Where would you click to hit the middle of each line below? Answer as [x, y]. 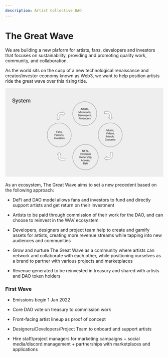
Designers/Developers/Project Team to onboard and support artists [82, 329]
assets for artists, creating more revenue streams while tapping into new [87, 235]
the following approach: [30, 190]
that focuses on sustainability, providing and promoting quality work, [76, 55]
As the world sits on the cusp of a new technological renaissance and [77, 70]
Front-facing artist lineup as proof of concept [59, 319]
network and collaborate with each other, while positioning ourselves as [87, 256]
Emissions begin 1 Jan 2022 [41, 300]
